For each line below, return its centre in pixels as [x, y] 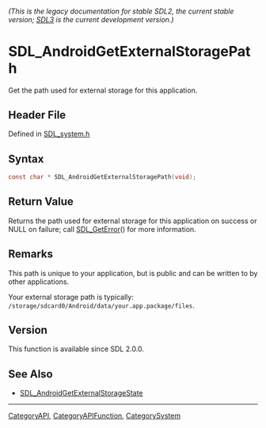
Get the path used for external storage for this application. [103, 90]
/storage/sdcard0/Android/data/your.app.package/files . [102, 305]
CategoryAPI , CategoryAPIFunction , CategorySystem [94, 416]
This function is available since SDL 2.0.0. [76, 349]
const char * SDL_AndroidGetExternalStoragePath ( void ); [102, 177]
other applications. [39, 282]
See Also [30, 374]
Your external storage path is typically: [71, 297]
